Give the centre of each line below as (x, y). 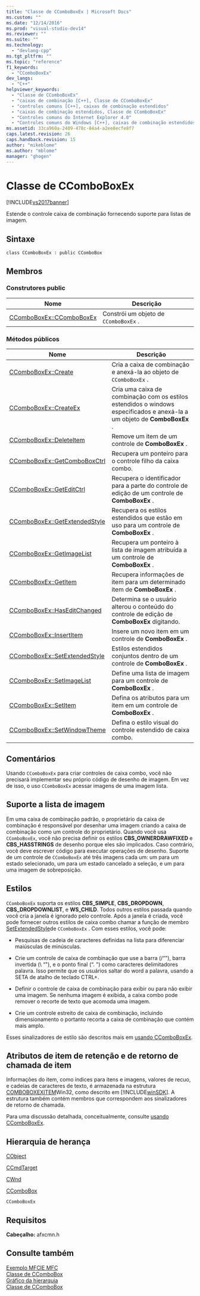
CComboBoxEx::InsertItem (46, 635)
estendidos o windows (143, 404)
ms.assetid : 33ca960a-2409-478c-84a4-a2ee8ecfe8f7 (70, 129)
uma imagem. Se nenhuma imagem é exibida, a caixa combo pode (96, 995)
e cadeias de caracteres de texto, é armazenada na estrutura (81, 1086)
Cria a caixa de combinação (151, 365)
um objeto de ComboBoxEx (150, 419)
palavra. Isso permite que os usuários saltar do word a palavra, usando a (104, 971)
